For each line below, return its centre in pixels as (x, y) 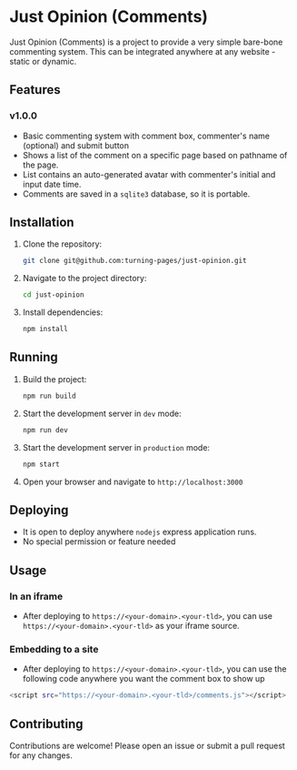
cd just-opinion (53, 295)
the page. (40, 165)
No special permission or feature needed (99, 542)
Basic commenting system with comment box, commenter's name (146, 136)
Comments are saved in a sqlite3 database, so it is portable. (136, 194)
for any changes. (41, 755)
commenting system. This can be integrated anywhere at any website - (143, 51)
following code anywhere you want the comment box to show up (144, 679)
